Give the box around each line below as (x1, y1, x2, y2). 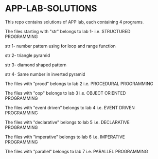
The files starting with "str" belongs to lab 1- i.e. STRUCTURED (5, 28, 131, 34)
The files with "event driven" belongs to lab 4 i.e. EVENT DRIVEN (5, 105, 135, 110)
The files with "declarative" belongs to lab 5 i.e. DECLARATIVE (5, 119, 130, 125)
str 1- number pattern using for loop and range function (5, 43, 116, 49)
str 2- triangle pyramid (5, 52, 50, 58)
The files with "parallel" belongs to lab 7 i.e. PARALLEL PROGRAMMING (5, 148, 148, 154)
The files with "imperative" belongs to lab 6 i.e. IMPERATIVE (5, 134, 125, 140)
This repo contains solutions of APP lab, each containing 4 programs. (5, 19, 144, 25)
